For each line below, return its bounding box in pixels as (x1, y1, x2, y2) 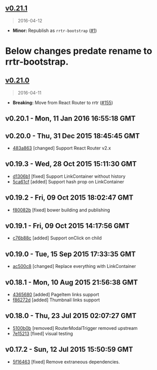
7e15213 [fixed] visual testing (12, 330, 73, 336)
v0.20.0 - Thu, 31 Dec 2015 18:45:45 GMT (5, 132, 140, 140)
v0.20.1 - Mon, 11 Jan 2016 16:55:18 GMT (5, 114, 136, 123)
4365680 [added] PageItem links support (12, 292, 100, 298)
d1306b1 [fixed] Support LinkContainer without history (12, 173, 126, 179)
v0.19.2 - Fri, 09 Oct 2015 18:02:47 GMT (5, 193, 134, 202)
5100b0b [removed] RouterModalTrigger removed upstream (12, 325, 138, 331)
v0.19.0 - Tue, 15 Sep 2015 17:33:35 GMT (5, 250, 136, 258)
